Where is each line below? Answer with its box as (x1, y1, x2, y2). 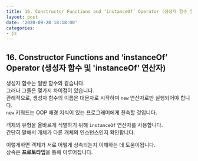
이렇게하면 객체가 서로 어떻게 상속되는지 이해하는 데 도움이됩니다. (6, 141, 156, 148)
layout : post (6, 14, 38, 20)
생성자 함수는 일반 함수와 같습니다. (6, 79, 85, 86)
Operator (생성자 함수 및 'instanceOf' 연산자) (6, 63, 166, 73)
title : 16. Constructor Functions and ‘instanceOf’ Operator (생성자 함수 (6, 8, 187, 15)
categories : (6, 25, 35, 31)
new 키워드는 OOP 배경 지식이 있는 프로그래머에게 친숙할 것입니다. (6, 109, 157, 116)
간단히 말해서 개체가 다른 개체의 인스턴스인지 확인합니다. (6, 129, 136, 136)
